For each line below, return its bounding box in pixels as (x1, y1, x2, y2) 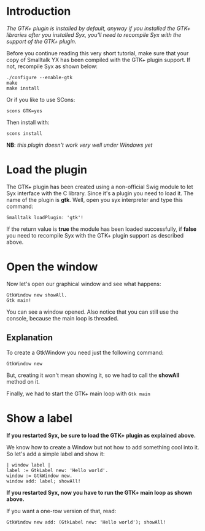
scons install (6, 130, 43, 136)
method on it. (6, 378, 40, 385)
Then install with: (6, 118, 50, 126)
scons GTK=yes (6, 107, 43, 114)
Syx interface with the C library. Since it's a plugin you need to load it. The (6, 189, 194, 197)
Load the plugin (6, 163, 88, 177)
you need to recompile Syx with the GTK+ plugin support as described (6, 231, 184, 239)
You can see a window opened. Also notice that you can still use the (6, 308, 179, 316)
